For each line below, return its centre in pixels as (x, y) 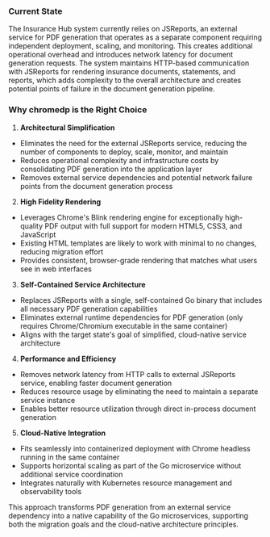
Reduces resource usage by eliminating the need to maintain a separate (139, 391)
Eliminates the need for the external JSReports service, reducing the (133, 143)
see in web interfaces (56, 269)
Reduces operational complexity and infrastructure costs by (119, 160)
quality (31, 226)
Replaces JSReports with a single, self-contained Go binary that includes (141, 300)
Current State (35, 11)
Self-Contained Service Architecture (83, 284)
